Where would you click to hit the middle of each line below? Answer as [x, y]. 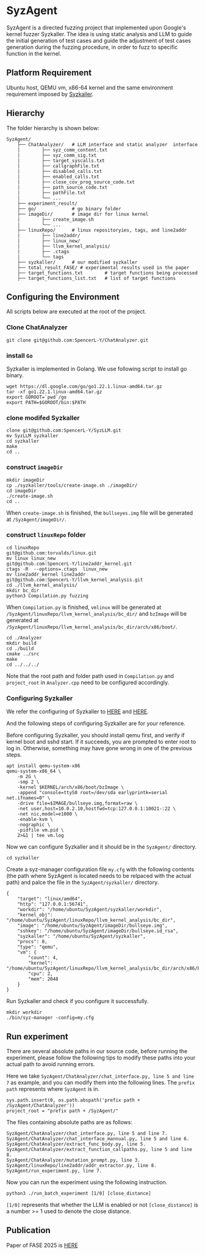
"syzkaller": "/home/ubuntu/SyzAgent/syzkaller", [82, 937]
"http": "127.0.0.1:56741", [53, 904]
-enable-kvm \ [35, 820]
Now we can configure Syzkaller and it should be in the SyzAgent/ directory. [102, 847]
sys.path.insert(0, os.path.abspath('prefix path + [73, 1100]
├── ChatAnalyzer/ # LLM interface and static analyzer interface [108, 144]
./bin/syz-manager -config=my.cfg [50, 1018]
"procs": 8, [32, 942]
